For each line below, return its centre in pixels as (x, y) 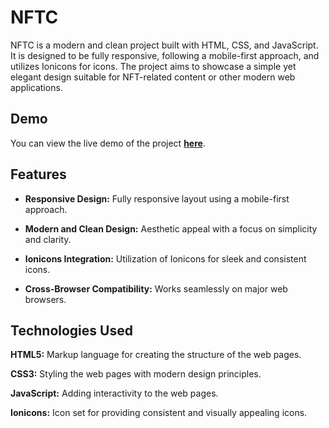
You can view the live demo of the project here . (108, 143)
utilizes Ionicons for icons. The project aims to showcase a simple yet (153, 66)
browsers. (45, 299)
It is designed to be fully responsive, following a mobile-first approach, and (165, 55)
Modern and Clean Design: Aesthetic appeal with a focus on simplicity (171, 228)
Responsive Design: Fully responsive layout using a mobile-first (157, 198)
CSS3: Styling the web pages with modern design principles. (136, 374)
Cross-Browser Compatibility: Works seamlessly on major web (156, 288)
